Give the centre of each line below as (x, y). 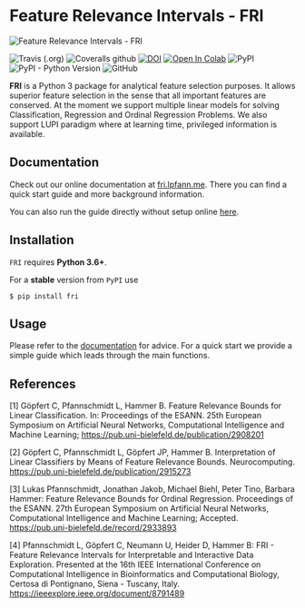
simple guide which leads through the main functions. (110, 356)
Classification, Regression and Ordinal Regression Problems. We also (138, 114)
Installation (42, 240)
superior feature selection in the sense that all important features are (138, 95)
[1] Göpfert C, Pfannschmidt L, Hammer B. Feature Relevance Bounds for (146, 406)
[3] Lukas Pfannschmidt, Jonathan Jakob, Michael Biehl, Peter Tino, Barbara (152, 489)
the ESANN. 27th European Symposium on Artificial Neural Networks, (139, 508)
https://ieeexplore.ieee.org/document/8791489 (97, 593)
